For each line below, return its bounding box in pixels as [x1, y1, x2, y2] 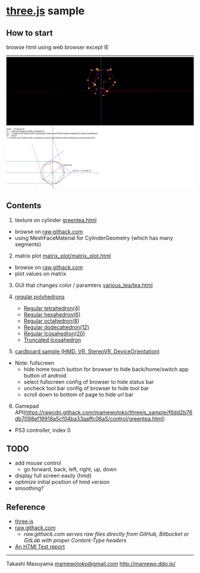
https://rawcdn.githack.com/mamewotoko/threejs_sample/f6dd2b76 [25, 409, 193, 416]
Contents [6, 201, 42, 211]
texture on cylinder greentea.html [14, 216, 97, 224]
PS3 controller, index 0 [14, 427, 71, 434]
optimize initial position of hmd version [14, 478, 110, 486]
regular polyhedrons [14, 293, 65, 300]
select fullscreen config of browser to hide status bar [23, 378, 154, 385]
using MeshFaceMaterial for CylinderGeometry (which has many [14, 234, 174, 242]
